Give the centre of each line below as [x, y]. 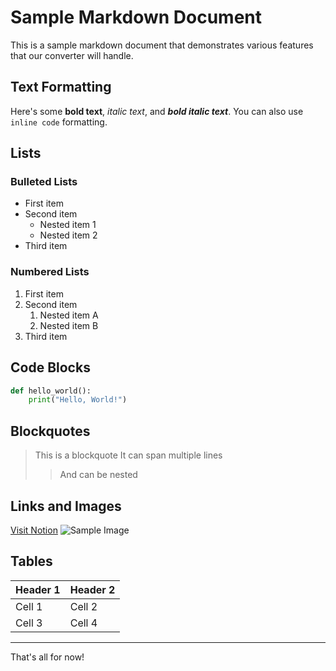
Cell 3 [29, 623]
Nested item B [69, 325]
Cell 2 [83, 606]
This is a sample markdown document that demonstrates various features [162, 45]
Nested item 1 [68, 225]
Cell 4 [83, 623]
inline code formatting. [59, 122]
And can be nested [98, 475]
